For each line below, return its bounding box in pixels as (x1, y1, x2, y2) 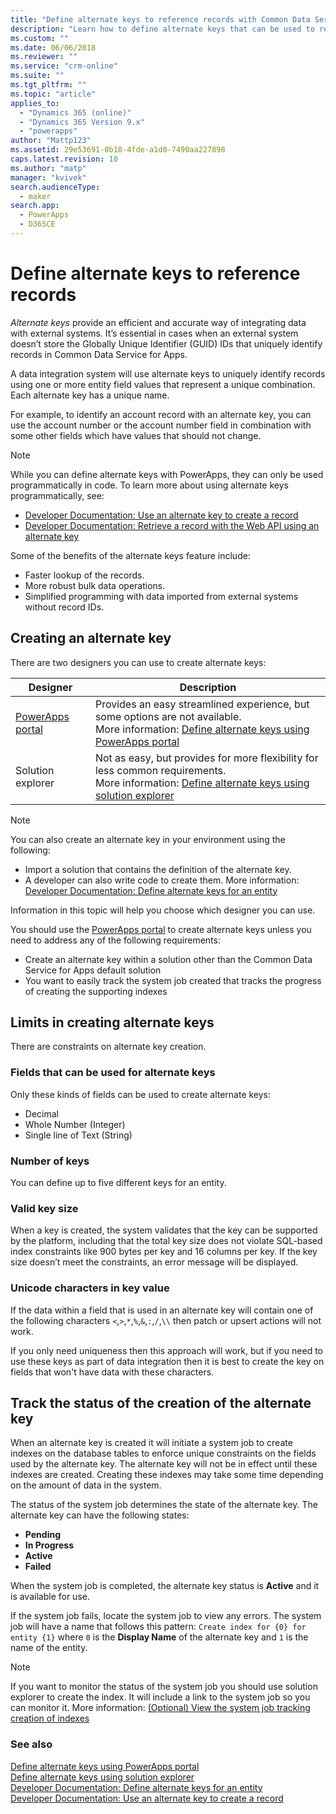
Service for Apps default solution (24, 964, 162, 976)
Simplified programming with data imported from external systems (24, 590, 299, 602)
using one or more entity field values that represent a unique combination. (10, 378, 316, 390)
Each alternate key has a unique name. (10, 389, 170, 401)
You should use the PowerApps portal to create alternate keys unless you (10, 923, 312, 935)
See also (10, 1737, 53, 1751)
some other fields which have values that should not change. (10, 429, 262, 441)
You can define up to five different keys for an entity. (10, 1177, 227, 1189)
